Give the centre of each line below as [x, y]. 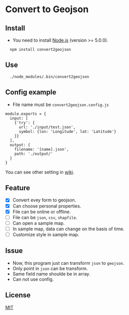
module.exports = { [26, 114]
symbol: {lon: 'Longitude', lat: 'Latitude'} [67, 131]
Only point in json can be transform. [50, 268]
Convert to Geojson [47, 9]
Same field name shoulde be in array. [51, 274]
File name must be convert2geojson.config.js [61, 104]
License [18, 295]
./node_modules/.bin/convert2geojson [50, 77]
